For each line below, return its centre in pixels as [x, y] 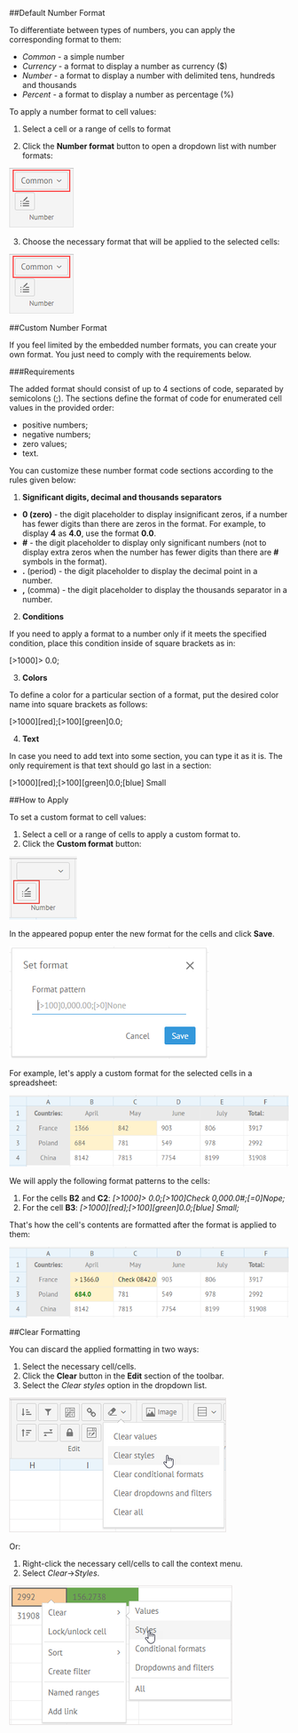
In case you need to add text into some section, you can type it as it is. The [146, 756]
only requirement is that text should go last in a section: [110, 765]
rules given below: [43, 480]
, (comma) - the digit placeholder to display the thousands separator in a [155, 590]
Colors [35, 678]
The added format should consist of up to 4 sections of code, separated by [146, 389]
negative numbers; [56, 434]
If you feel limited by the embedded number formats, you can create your [143, 345]
